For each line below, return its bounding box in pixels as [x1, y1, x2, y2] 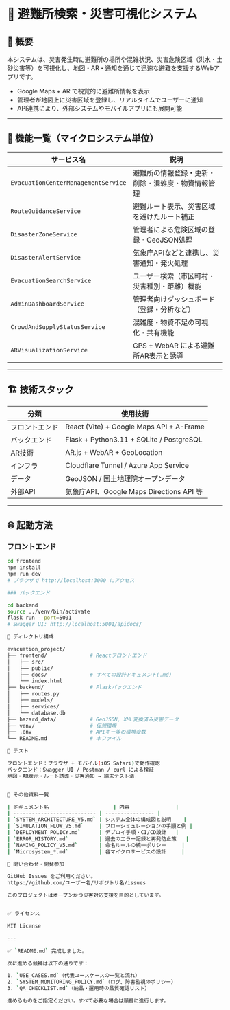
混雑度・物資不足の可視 [133, 317, 209, 327]
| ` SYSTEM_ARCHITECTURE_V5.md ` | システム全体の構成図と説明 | [7, 816, 187, 823]
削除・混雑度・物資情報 [133, 178, 209, 188]
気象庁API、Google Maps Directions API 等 [65, 486, 203, 496]
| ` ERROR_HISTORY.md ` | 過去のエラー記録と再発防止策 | [7, 835, 190, 842]
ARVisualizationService [10, 346, 88, 354]
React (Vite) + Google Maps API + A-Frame [65, 422, 205, 431]
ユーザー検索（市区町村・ [133, 271, 216, 280]
